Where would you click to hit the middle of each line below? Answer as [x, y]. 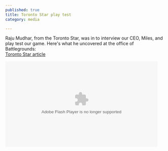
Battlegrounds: [21, 49]
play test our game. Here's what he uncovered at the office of [70, 44]
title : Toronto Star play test [38, 15]
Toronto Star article [25, 54]
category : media [22, 19]
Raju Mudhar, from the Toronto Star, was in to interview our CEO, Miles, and [84, 38]
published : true [22, 10]
